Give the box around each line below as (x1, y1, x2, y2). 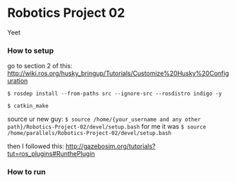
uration (7, 77, 28, 85)
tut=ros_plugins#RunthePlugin (7, 150, 95, 158)
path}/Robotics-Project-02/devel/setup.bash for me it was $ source (7, 122, 206, 131)
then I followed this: (7, 142, 65, 150)
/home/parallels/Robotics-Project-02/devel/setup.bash (7, 130, 172, 137)
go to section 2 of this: (7, 62, 73, 70)
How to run (7, 167, 46, 177)
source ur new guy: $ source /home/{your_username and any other (7, 115, 201, 124)
